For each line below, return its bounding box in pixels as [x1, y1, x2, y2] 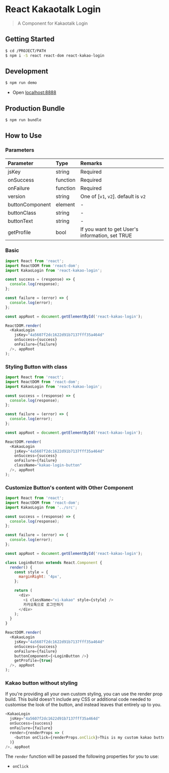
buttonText [8, 217, 33, 224]
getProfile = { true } [14, 658, 53, 663]
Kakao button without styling [5, 680, 78, 686]
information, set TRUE [80, 232, 132, 239]
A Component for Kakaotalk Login [17, 20, 88, 26]
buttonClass [8, 209, 37, 216]
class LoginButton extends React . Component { [5, 560, 102, 565]
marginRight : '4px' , [18, 574, 62, 579]
